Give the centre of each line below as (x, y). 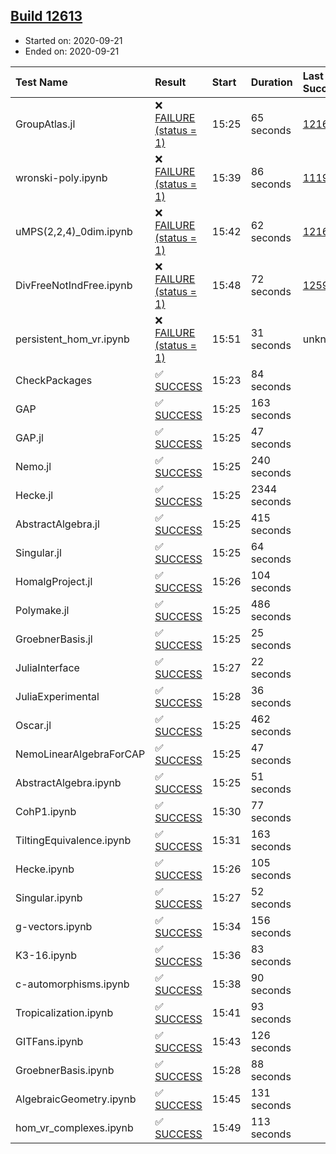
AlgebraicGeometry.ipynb (76, 1099)
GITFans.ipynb (49, 1041)
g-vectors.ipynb (54, 926)
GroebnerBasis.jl (54, 639)
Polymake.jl (42, 610)
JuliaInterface (47, 667)
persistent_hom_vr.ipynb (72, 339)
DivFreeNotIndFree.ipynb (74, 285)
